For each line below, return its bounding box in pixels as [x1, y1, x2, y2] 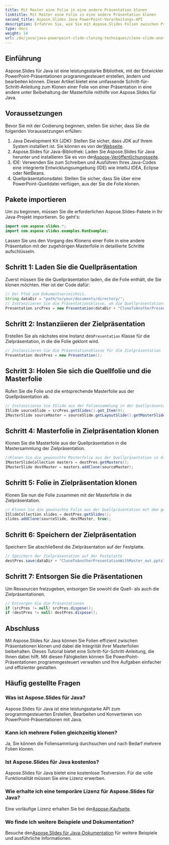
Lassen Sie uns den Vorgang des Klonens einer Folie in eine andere [5, 238, 145, 244]
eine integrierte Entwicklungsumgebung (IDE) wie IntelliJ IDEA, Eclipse [12, 165, 159, 171]
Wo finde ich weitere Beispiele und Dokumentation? [5, 818, 134, 825]
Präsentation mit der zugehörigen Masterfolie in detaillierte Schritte [5, 243, 145, 249]
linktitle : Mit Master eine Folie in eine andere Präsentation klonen [5, 12, 156, 17]
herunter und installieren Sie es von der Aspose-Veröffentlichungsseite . [12, 154, 159, 160]
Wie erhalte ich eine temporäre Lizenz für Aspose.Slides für [5, 788, 154, 795]
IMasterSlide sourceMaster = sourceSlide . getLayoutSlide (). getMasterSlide [5, 413, 165, 418]
